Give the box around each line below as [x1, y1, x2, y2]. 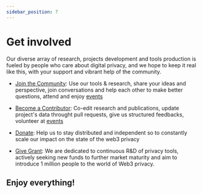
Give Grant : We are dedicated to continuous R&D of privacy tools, [15, 147, 179, 155]
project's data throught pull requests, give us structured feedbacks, [15, 110, 184, 118]
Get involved [6, 35, 72, 48]
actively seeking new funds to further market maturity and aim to [15, 153, 178, 161]
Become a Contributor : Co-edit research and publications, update [15, 104, 180, 112]
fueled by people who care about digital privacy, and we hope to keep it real [6, 61, 197, 69]
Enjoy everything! [6, 177, 75, 188]
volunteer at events [15, 117, 64, 124]
